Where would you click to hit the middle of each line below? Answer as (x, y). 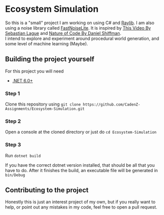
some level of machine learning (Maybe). (47, 43)
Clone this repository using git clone (43, 104)
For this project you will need (34, 71)
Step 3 (13, 145)
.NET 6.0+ (22, 80)
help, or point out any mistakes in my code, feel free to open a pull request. (81, 207)
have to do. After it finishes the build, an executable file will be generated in (82, 170)
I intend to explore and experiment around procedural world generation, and (82, 38)
